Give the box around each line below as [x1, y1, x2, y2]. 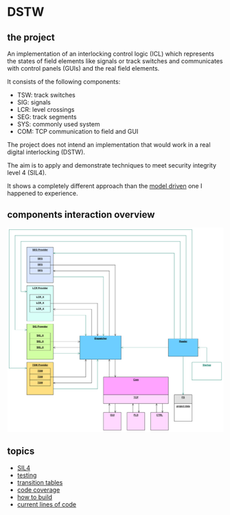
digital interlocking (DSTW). [7, 148, 86, 156]
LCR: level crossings [16, 106, 75, 113]
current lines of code [16, 500, 77, 508]
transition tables [16, 478, 63, 486]
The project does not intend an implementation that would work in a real [7, 141, 211, 148]
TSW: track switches [16, 91, 76, 99]
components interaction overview [7, 209, 155, 220]
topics [7, 446, 35, 457]
